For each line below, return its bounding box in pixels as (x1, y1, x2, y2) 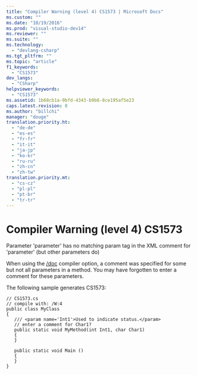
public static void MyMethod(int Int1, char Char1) (14, 327, 145, 333)
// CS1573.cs (6, 296, 39, 302)
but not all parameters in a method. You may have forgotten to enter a (6, 266, 177, 274)
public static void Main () (14, 348, 84, 354)
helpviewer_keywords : (6, 86, 60, 92)
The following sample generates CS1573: (6, 284, 107, 292)
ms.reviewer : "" (6, 31, 46, 37)
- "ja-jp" (11, 147, 36, 153)
